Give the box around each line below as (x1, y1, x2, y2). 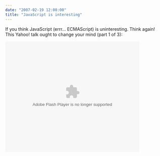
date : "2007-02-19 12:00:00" (5, 7, 67, 13)
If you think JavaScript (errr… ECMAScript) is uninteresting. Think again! (5, 26, 155, 32)
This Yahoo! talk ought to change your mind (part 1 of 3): (5, 31, 123, 37)
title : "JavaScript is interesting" (5, 12, 82, 17)
